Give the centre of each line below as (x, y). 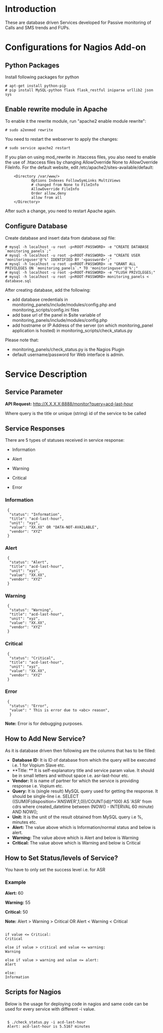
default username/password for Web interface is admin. (68, 355)
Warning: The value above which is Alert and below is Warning (75, 837)
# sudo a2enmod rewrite (29, 130)
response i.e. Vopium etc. (38, 786)
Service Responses (35, 428)
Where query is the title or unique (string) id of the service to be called (76, 413)
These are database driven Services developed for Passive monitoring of (78, 22)
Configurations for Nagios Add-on (75, 47)
